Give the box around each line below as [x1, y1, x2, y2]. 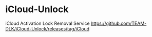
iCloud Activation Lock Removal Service [5, 20, 90, 26]
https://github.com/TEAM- [90, 20, 147, 26]
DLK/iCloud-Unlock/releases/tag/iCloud [5, 25, 90, 31]
